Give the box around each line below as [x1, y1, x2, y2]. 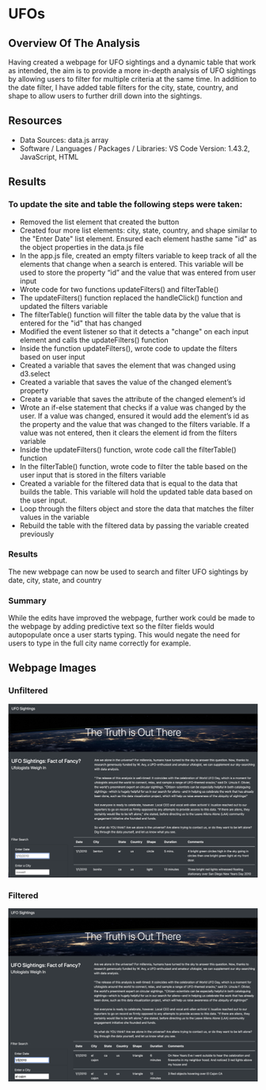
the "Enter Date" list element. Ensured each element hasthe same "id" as [19, 233, 257, 243]
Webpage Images [8, 661, 97, 675]
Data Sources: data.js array [19, 135, 109, 144]
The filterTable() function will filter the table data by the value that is [19, 310, 241, 319]
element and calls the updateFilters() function [19, 335, 169, 345]
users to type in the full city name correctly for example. [8, 638, 192, 648]
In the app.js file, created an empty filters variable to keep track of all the [19, 251, 257, 260]
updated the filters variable [19, 301, 108, 310]
